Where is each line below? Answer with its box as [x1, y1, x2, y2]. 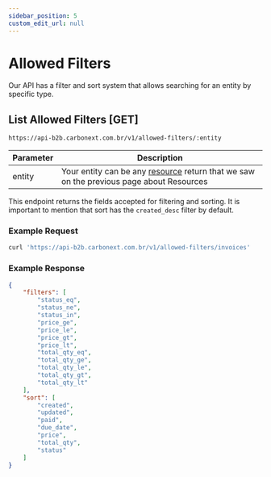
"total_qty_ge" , [37, 356, 92, 364]
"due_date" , [37, 424, 78, 432]
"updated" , [37, 408, 74, 416]
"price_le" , [37, 326, 78, 334]
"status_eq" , [37, 296, 81, 304]
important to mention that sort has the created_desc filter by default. [8, 205, 234, 215]
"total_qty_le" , [37, 364, 92, 372]
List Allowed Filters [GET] [8, 112, 139, 126]
